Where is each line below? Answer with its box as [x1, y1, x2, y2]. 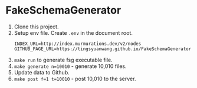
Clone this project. [14, 23, 59, 30]
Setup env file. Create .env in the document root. [14, 29, 133, 36]
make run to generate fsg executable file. [14, 56, 113, 63]
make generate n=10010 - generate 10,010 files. [14, 63, 127, 70]
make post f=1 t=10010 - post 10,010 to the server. [14, 75, 136, 82]
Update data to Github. [14, 69, 70, 76]
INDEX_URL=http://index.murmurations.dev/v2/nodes [14, 41, 142, 47]
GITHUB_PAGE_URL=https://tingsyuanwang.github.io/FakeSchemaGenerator [14, 45, 192, 52]
